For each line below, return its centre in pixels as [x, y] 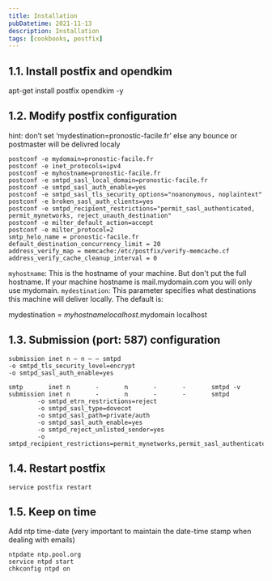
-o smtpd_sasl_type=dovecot [85, 408]
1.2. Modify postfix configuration [93, 116]
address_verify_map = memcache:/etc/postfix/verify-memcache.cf [119, 251]
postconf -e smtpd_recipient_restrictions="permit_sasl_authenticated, [132, 208]
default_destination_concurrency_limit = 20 [85, 244]
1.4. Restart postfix [57, 469]
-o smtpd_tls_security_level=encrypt [72, 366]
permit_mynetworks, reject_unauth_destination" [90, 215]
